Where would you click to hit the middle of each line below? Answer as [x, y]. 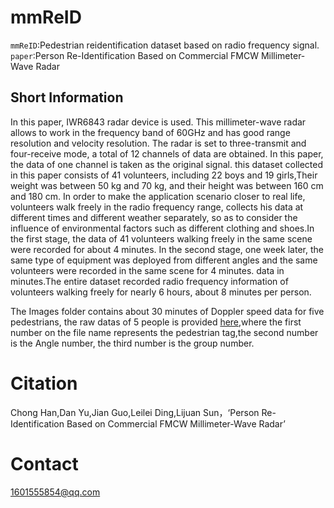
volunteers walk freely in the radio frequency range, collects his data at [157, 207]
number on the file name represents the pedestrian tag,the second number [164, 332]
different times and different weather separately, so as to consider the [154, 217]
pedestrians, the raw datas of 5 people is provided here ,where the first [156, 322]
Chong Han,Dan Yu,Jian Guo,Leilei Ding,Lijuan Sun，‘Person [135, 412]
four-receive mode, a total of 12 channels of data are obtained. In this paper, [167, 153]
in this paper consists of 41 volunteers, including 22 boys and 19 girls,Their [164, 175]
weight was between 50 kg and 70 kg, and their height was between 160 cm [167, 185]
